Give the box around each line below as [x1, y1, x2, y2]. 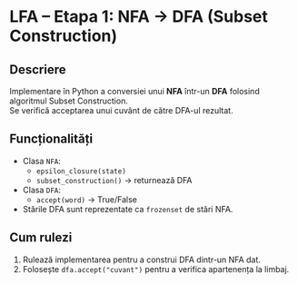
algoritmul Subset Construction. [9, 95, 129, 106]
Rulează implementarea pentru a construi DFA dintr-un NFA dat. [22, 254, 262, 265]
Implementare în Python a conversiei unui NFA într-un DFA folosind [9, 86, 261, 96]
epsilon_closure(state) [35, 166, 127, 176]
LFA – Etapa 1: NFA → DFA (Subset [9, 6, 268, 27]
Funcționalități [9, 132, 94, 147]
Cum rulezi [9, 230, 73, 246]
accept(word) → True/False [35, 193, 138, 205]
